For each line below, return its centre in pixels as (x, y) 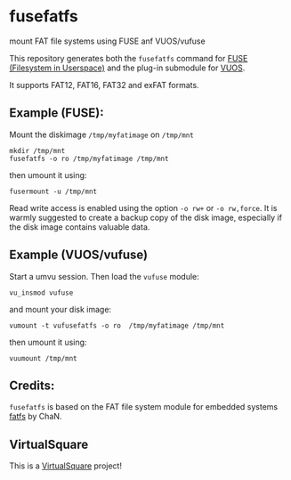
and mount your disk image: (61, 309)
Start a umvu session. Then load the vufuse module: (105, 276)
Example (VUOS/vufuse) (79, 255)
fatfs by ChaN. (36, 417)
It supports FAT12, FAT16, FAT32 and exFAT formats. (104, 85)
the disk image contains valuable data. (80, 227)
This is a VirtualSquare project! (66, 466)
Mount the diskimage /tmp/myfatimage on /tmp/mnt (101, 134)
